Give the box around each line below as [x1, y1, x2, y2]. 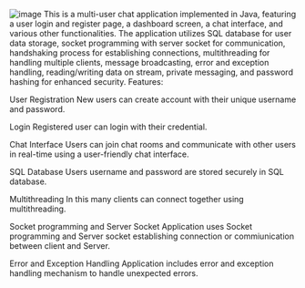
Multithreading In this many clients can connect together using [9, 194, 244, 204]
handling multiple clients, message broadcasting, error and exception [9, 57, 269, 67]
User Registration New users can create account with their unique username [9, 94, 297, 105]
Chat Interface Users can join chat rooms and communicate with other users [9, 139, 296, 149]
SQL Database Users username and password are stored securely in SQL [9, 167, 285, 177]
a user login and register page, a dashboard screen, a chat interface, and [9, 18, 284, 29]
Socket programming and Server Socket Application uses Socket [9, 221, 253, 231]
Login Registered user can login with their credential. [9, 121, 208, 132]
